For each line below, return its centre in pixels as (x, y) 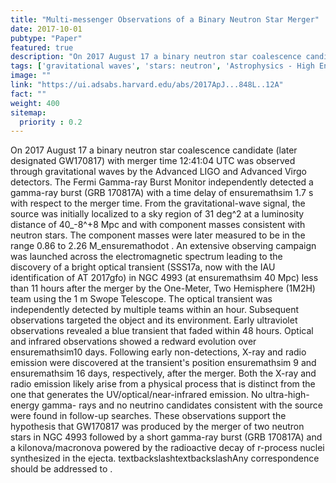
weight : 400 (35, 103)
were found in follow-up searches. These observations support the (148, 416)
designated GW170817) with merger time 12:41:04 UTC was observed (153, 161)
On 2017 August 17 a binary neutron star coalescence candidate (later (154, 150)
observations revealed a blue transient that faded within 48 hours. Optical (162, 331)
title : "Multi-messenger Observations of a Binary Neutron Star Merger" (165, 19)
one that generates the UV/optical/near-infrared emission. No (136, 395)
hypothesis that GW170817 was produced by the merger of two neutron (157, 427)
